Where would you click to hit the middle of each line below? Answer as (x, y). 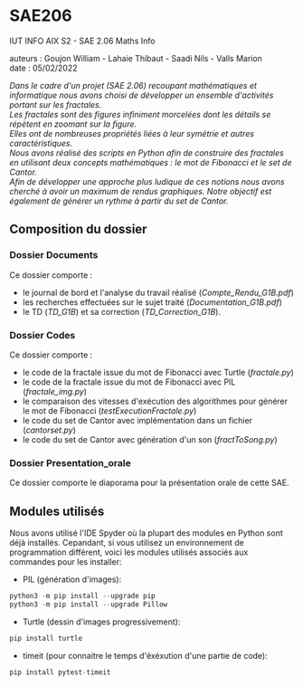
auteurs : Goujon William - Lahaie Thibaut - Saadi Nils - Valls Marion (136, 58)
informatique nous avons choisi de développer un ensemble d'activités (142, 95)
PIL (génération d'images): (72, 579)
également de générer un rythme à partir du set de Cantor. (119, 201)
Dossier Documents (54, 255)
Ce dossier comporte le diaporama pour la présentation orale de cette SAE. (149, 483)
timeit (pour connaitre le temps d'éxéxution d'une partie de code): (145, 655)
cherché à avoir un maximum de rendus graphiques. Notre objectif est (141, 191)
